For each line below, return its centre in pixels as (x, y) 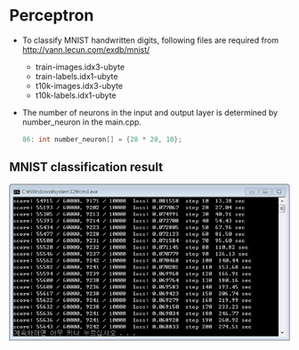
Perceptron (52, 16)
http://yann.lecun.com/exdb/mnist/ (86, 49)
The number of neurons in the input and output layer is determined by (150, 112)
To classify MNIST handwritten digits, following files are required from (150, 40)
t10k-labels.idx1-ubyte (76, 95)
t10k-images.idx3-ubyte (79, 85)
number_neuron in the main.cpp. (82, 122)
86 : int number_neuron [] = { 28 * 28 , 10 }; (102, 139)
